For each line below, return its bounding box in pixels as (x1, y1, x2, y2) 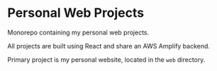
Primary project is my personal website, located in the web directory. (7, 55, 206, 64)
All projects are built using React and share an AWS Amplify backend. (7, 41, 211, 50)
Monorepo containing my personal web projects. (7, 28, 150, 37)
